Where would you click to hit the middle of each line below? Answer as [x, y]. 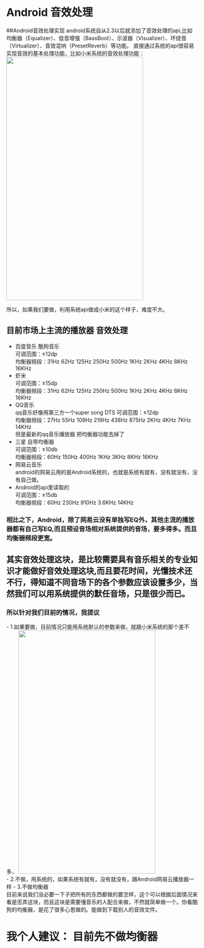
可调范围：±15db [36, 495]
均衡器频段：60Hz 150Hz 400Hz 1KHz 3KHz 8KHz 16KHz [87, 457]
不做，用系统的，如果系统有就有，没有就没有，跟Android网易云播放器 [102, 879]
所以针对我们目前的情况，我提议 [53, 612]
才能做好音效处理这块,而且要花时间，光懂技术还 [104, 571]
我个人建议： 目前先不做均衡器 [82, 936]
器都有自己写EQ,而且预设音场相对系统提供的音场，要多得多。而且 [102, 528]
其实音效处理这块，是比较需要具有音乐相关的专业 [98, 560]
